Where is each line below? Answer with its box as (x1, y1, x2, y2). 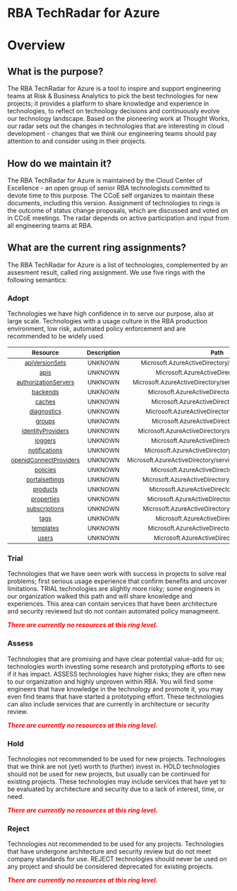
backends (31, 388, 59, 396)
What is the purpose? (7, 65, 104, 77)
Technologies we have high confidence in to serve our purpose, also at (7, 309, 214, 318)
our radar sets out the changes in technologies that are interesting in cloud (7, 122, 224, 130)
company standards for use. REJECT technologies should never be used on (7, 855, 227, 863)
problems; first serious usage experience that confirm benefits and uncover (7, 577, 227, 585)
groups (35, 418, 56, 425)
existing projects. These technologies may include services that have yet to (7, 777, 226, 786)
